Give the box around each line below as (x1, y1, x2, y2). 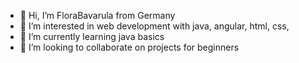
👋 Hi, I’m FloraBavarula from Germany (19, 10, 176, 21)
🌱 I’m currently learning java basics (19, 31, 165, 42)
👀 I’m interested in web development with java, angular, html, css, (19, 20, 290, 32)
